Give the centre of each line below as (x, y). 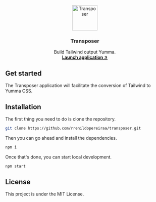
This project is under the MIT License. (45, 194)
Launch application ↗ (85, 57)
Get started (23, 73)
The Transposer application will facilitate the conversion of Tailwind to (78, 86)
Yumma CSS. (19, 91)
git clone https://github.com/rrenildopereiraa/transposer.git (73, 128)
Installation (23, 107)
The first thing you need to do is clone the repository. (61, 119)
